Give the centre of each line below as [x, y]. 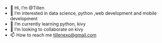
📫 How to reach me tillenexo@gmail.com [53, 35]
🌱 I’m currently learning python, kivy [48, 24]
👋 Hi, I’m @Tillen [27, 8]
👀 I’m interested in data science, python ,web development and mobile [83, 13]
